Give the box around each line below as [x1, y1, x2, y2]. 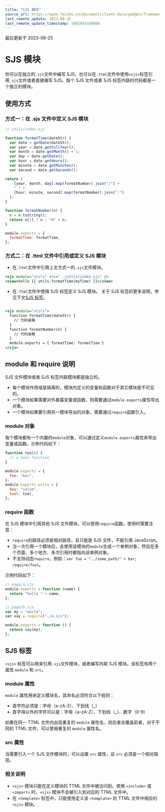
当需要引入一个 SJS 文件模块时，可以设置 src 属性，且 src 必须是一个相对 [5, 751, 154, 757]
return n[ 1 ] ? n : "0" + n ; [9, 217, 67, 222]
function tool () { [5, 451, 43, 456]
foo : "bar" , [9, 473, 34, 478]
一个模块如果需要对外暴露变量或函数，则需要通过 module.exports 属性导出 [12, 397, 160, 403]
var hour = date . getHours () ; [9, 158, 69, 164]
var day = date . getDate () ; [9, 154, 65, 159]
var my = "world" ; [5, 609, 43, 614]
